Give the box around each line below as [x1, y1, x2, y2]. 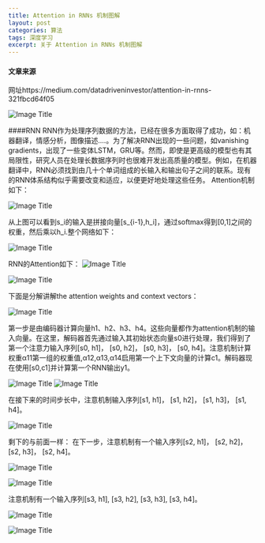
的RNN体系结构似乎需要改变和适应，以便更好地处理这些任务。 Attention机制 [8, 175, 255, 185]
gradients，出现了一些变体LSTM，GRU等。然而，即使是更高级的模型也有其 [8, 145, 252, 155]
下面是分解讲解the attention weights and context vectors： [8, 292, 199, 301]
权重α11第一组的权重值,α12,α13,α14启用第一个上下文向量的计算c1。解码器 [8, 353, 246, 363]
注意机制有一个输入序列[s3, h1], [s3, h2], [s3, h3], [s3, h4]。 [8, 495, 203, 504]
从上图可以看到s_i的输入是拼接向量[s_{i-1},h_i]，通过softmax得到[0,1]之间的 [8, 217, 252, 227]
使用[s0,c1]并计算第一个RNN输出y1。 [14, 363, 135, 372]
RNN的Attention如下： [8, 259, 80, 269]
